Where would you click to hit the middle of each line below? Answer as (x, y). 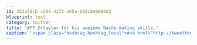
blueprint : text (26, 17)
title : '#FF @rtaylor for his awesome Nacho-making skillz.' (82, 28)
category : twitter (28, 22)
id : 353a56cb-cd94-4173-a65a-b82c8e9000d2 (59, 11)
